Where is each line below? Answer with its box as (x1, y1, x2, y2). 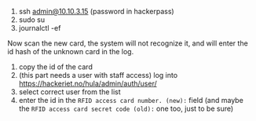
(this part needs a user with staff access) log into (18, 71, 178, 79)
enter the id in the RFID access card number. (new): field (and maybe (18, 96, 244, 104)
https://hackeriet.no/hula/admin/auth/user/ (18, 79, 158, 88)
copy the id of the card (18, 62, 93, 71)
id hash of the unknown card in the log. (7, 47, 134, 56)
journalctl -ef (18, 24, 61, 32)
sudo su (18, 15, 46, 24)
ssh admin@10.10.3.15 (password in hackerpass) (18, 7, 174, 16)
